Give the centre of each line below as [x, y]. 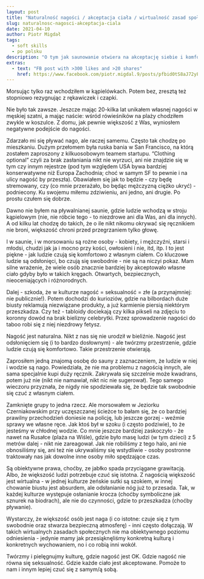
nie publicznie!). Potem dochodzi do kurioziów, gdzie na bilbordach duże [97, 299]
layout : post [23, 12]
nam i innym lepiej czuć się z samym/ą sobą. [62, 569]
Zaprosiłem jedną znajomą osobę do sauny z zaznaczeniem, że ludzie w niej [102, 361]
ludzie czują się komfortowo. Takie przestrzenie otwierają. [79, 349]
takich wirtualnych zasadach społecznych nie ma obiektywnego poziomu [98, 532]
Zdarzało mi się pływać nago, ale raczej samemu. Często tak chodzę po [96, 141]
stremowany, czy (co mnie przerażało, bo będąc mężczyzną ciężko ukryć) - [101, 186]
